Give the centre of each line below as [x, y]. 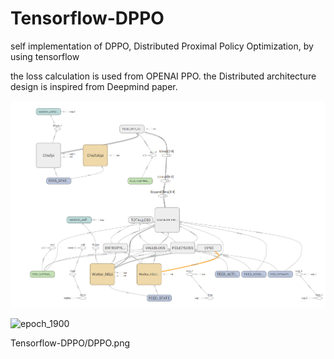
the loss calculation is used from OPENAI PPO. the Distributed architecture [163, 76]
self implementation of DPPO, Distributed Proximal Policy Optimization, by [162, 46]
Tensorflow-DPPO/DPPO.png [70, 343]
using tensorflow [45, 56]
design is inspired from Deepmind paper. [94, 86]
